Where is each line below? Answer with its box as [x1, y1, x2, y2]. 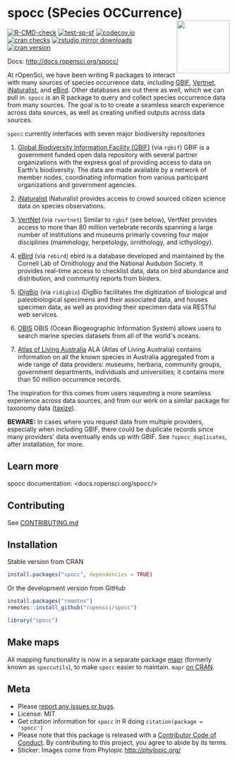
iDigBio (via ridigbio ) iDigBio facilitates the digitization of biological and [17, 287, 227, 296]
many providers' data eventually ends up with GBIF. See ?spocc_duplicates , [7, 432, 227, 441]
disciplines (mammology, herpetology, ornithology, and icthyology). [17, 238, 214, 246]
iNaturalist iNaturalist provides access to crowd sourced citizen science [17, 194, 226, 203]
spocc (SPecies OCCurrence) [7, 5, 183, 21]
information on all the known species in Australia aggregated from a [17, 352, 215, 361]
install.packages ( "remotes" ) [7, 598, 93, 605]
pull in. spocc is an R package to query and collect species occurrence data [7, 93, 226, 102]
